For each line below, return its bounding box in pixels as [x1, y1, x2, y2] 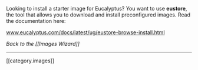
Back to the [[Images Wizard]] [6, 41, 80, 47]
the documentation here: [6, 18, 66, 24]
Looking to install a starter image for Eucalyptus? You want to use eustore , [6, 5, 187, 12]
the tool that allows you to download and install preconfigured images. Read [6, 11, 190, 18]
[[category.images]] [6, 57, 55, 64]
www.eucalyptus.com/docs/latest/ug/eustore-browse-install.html [6, 29, 165, 36]
